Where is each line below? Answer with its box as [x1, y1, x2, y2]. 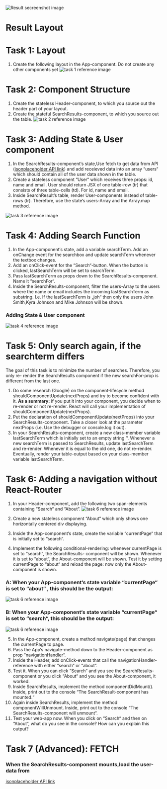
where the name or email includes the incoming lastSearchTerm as [12, 288, 150, 294]
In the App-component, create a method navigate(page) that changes [12, 636, 156, 642]
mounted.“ [12, 694, 35, 700]
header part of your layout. [12, 106, 68, 112]
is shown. [37, 567, 57, 573]
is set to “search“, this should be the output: [5, 615, 114, 622]
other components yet [12, 67, 59, 73]
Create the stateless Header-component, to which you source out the [12, 100, 156, 106]
